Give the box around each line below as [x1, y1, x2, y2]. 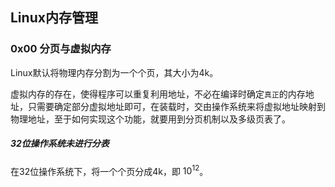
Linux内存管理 [10, 9, 98, 27]
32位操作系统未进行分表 [10, 138, 110, 150]
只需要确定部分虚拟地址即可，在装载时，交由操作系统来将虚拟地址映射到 [27, 100, 326, 112]
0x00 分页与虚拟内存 [10, 42, 112, 56]
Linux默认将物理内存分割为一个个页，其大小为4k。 [10, 66, 219, 78]
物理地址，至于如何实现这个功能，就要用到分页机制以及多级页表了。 [10, 113, 291, 125]
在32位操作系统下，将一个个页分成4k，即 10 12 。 [10, 163, 209, 177]
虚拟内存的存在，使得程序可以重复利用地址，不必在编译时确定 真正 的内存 [10, 88, 306, 100]
